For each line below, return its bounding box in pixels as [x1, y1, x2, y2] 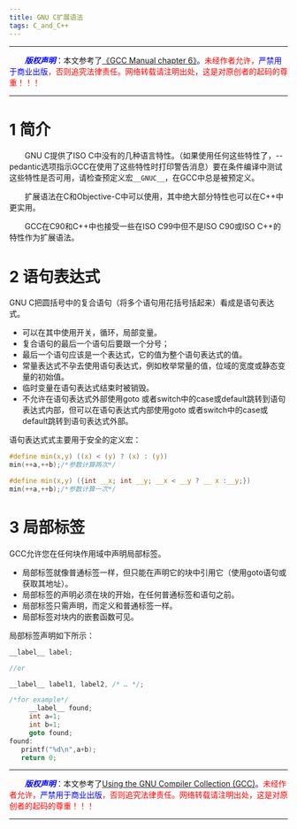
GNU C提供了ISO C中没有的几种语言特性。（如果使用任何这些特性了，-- [25, 150, 284, 161]
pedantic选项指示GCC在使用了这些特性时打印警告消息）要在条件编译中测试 [9, 161, 283, 173]
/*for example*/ [9, 695, 69, 704]
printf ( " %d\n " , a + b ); [20, 745, 97, 754]
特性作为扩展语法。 [9, 232, 80, 243]
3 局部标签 [9, 518, 86, 538]
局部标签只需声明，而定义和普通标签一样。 [21, 600, 178, 610]
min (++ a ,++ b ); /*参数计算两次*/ [9, 461, 117, 470]
